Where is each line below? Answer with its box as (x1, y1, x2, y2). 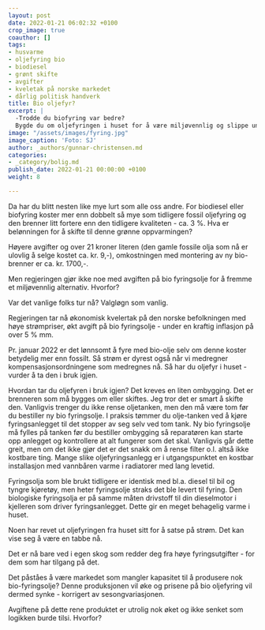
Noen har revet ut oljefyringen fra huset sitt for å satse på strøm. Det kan (8, 525, 244, 534)
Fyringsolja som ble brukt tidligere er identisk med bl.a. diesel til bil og (8, 476, 235, 486)
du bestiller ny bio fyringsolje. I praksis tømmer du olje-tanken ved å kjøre (8, 411, 248, 420)
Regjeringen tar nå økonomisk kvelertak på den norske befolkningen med (8, 313, 247, 322)
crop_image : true (8, 26, 65, 34)
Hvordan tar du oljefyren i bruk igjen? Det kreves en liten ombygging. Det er (8, 385, 254, 395)
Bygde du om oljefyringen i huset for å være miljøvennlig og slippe (15, 122, 248, 129)
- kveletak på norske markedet (8, 84, 111, 93)
